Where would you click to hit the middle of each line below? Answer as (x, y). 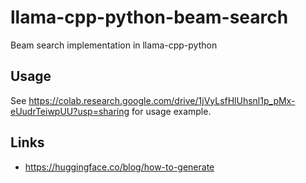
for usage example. (171, 111)
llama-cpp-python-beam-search (149, 17)
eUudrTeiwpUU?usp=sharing (70, 111)
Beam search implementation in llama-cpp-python (114, 45)
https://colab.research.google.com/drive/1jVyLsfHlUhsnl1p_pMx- (162, 100)
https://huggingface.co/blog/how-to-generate (119, 167)
